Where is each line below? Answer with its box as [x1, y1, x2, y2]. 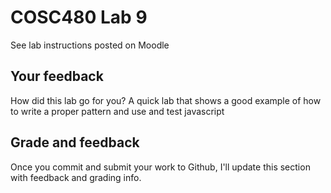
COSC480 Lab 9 [10, 6, 148, 29]
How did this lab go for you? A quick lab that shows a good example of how [10, 94, 322, 106]
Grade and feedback [10, 134, 140, 151]
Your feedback [10, 68, 104, 85]
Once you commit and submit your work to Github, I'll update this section [10, 161, 311, 173]
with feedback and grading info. [10, 171, 142, 183]
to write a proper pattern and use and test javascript [10, 105, 225, 117]
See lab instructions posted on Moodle [10, 39, 170, 51]
